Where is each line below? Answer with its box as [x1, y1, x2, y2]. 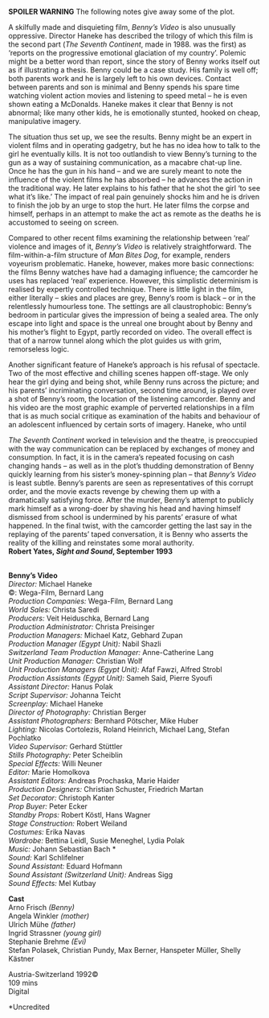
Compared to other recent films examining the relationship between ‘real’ [8, 233, 251, 242]
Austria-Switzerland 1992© [8, 970, 99, 979]
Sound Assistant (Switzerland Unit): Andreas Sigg [8, 870, 173, 880]
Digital [8, 987, 30, 996]
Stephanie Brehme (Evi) [8, 937, 87, 946]
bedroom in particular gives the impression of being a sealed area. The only [8, 310, 259, 319]
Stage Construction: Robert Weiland [8, 818, 128, 828]
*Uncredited [8, 1002, 51, 1012]
